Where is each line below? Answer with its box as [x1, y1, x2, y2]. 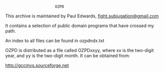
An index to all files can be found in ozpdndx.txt [5, 37, 104, 43]
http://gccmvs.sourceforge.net [5, 62, 69, 68]
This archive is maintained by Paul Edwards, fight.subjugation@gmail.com [5, 13, 159, 19]
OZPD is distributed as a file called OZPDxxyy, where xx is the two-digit [5, 47, 154, 53]
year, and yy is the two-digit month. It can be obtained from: [5, 52, 130, 58]
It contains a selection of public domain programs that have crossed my [5, 22, 154, 28]
